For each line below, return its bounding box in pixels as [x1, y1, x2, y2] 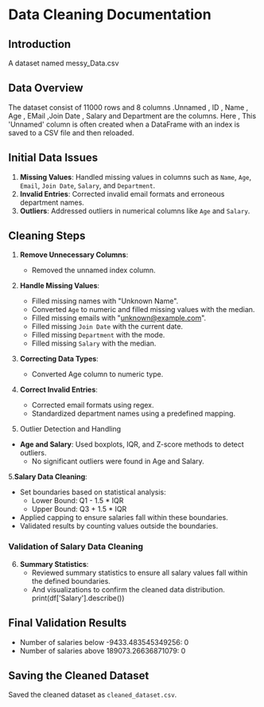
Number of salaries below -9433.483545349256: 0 [19, 637, 189, 646]
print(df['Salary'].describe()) [31, 593, 125, 603]
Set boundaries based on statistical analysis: [19, 487, 167, 497]
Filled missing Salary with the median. [31, 338, 157, 348]
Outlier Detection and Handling [19, 424, 122, 434]
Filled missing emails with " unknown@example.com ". [31, 313, 207, 323]
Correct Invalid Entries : [19, 385, 98, 395]
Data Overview [8, 81, 83, 95]
